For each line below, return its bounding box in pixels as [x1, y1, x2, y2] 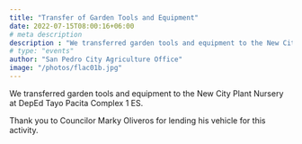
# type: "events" [9, 47, 75, 56]
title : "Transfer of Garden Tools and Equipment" [9, 13, 200, 22]
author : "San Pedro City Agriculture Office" [9, 55, 182, 64]
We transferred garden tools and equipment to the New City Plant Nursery [9, 87, 284, 99]
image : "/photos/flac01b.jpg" [9, 64, 123, 73]
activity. [9, 124, 39, 135]
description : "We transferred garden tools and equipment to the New [9, 38, 280, 48]
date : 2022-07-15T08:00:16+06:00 [9, 22, 135, 31]
